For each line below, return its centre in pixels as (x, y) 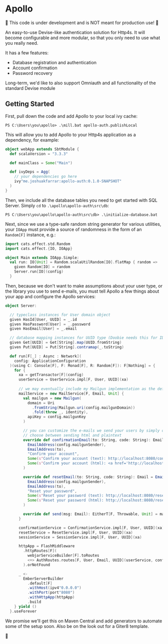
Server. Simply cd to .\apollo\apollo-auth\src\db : (57, 205)
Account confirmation (35, 68)
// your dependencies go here (46, 177)
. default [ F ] (40, 583)
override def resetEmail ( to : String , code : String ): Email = (88, 477)
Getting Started (30, 104)
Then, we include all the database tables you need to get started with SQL (81, 200)
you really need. (22, 43)
